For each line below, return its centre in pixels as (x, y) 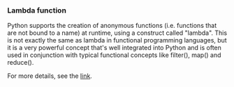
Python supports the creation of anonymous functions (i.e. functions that (112, 26)
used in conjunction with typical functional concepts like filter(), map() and (114, 55)
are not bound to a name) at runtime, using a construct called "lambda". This (117, 33)
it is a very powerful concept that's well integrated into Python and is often (115, 48)
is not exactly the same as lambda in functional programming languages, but (117, 40)
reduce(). (21, 63)
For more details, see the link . (50, 76)
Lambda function (37, 10)
